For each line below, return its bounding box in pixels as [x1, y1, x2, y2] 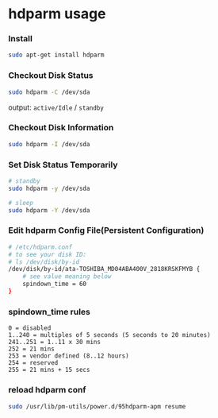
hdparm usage [8, 5, 106, 23]
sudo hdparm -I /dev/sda [8, 140, 90, 148]
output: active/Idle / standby [8, 103, 105, 112]
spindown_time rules [8, 306, 91, 317]
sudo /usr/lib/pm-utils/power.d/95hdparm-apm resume [8, 402, 186, 410]
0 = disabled [8, 324, 52, 332]
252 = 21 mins [8, 345, 55, 354]
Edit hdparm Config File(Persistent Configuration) [8, 225, 205, 236]
